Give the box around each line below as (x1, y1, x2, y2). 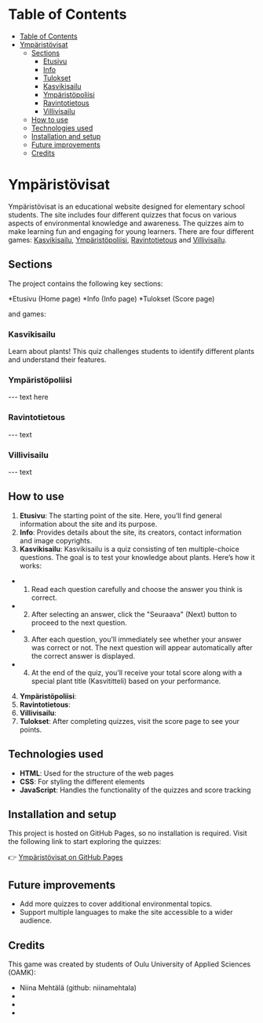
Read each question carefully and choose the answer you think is (31, 584, 243, 594)
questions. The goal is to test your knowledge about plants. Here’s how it (19, 552, 255, 562)
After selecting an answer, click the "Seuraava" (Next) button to (31, 609, 237, 619)
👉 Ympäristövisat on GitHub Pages (8, 853, 123, 862)
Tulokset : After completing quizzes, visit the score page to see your (19, 716, 240, 725)
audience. (19, 916, 53, 926)
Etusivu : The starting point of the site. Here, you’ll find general (19, 510, 222, 520)
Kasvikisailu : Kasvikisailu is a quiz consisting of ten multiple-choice (19, 544, 239, 554)
